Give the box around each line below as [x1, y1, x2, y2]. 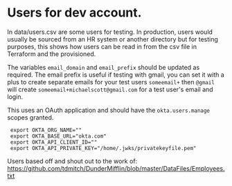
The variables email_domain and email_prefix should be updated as [7, 63, 200, 71]
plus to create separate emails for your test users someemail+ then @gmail [7, 77, 215, 86]
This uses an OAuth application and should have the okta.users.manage [7, 106, 210, 114]
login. [7, 92, 24, 101]
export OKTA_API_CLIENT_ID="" [10, 138, 98, 146]
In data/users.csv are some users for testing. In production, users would [7, 28, 213, 36]
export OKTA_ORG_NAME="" [10, 127, 82, 133]
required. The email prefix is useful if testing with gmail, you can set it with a [7, 71, 225, 79]
